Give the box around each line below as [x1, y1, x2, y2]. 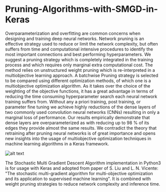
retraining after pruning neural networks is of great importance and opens [5, 130, 156, 136]
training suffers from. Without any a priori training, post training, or [5, 98, 141, 104]
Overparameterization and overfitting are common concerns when [5, 30, 141, 36]
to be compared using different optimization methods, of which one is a [5, 78, 151, 84]
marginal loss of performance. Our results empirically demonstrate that [5, 114, 150, 120]
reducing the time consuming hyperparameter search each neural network [5, 93, 158, 99]
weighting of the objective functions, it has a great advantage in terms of [5, 88, 154, 94]
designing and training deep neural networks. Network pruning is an [5, 36, 145, 42]
